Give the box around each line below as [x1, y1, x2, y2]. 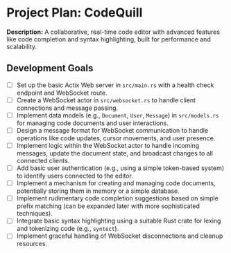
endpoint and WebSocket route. [16, 88, 108, 97]
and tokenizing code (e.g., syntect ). [16, 225, 119, 233]
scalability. [6, 42, 37, 50]
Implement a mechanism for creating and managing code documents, [16, 179, 216, 187]
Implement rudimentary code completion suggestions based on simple [16, 194, 219, 203]
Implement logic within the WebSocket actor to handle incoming [16, 142, 200, 149]
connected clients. [16, 157, 70, 165]
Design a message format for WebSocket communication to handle [16, 126, 209, 134]
